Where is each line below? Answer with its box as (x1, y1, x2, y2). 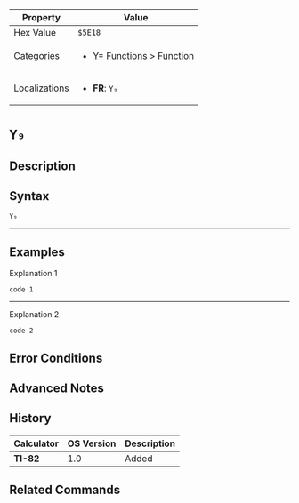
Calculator (13, 437, 60, 450)
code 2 (9, 326, 34, 336)
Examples (9, 244, 65, 259)
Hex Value (13, 27, 56, 38)
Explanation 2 (9, 309, 60, 320)
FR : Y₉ (93, 82, 118, 94)
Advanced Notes (9, 380, 105, 395)
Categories (13, 50, 61, 61)
